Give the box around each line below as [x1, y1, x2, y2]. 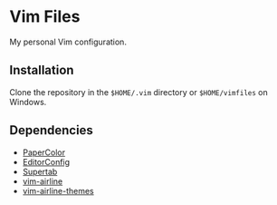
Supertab [22, 166, 58, 177]
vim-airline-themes [22, 185, 94, 196]
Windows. [9, 96, 47, 107]
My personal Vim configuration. [9, 36, 127, 47]
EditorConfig [22, 156, 71, 167]
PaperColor [22, 147, 66, 158]
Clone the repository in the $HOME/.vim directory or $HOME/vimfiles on [9, 86, 269, 97]
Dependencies [9, 122, 93, 138]
